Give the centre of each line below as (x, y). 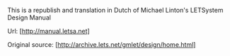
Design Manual (29, 17)
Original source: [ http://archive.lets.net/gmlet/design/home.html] (102, 44)
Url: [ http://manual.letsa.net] (48, 31)
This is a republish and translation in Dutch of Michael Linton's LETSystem (115, 10)
